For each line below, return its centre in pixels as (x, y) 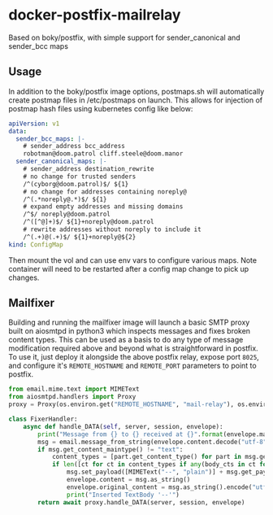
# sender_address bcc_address (74, 146)
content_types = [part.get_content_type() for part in (147, 457)
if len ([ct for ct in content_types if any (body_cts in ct (154, 465)
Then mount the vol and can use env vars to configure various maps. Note (133, 260)
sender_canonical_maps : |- (61, 161)
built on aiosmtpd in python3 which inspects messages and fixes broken (129, 331)
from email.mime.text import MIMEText (74, 389)
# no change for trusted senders (80, 177)
